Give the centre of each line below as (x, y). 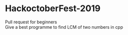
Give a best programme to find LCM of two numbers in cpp (64, 27)
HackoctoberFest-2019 (53, 9)
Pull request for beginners (31, 22)
